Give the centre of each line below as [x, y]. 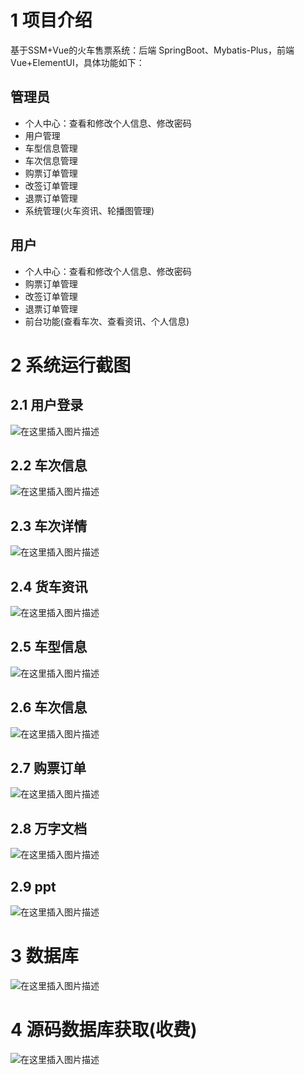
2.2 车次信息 [49, 465]
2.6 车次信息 [49, 707]
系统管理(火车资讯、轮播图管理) [89, 210]
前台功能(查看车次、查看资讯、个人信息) [107, 321]
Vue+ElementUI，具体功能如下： [77, 62]
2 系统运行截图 [71, 365]
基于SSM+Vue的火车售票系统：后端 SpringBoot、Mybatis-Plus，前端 [152, 50]
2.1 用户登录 [47, 405]
